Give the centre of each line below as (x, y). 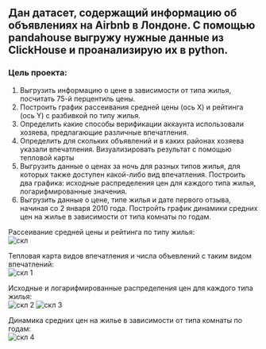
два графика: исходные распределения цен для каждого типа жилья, (138, 182)
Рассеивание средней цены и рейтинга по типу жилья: (102, 232)
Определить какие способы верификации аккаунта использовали (132, 124)
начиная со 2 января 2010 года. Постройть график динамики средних (139, 208)
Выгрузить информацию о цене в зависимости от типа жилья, (125, 90)
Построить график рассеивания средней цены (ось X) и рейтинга (131, 107)
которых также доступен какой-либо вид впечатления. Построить (133, 174)
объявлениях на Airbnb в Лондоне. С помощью (132, 26)
